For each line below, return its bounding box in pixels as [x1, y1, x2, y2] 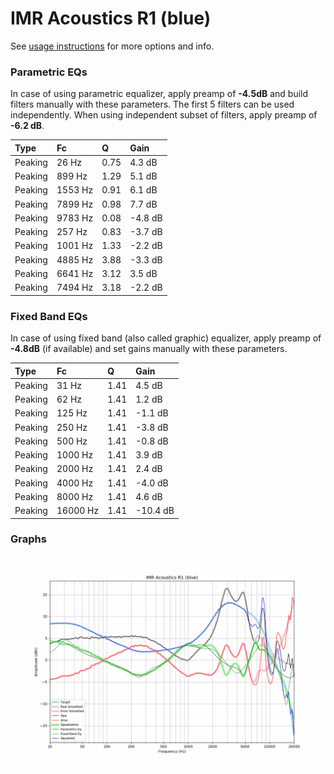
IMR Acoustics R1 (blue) [10, 7, 212, 30]
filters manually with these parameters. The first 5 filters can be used [10, 98, 295, 111]
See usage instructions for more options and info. [10, 40, 215, 52]
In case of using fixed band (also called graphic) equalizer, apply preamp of [10, 332, 322, 344]
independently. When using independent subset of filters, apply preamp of [10, 109, 318, 121]
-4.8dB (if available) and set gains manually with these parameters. [10, 343, 288, 355]
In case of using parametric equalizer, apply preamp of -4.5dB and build [10, 88, 309, 100]
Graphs [10, 532, 47, 546]
